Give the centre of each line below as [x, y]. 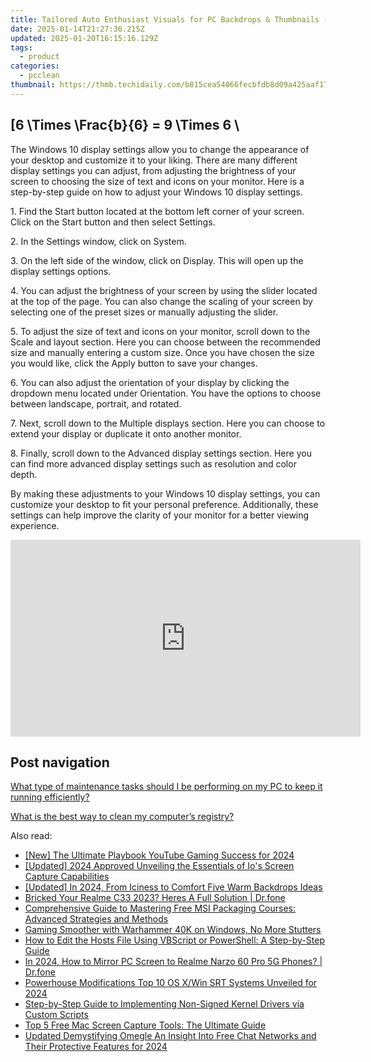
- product [39, 57]
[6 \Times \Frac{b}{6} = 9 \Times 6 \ [125, 125]
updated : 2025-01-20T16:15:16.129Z [84, 38]
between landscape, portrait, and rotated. [96, 403]
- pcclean [39, 76]
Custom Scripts [56, 1015]
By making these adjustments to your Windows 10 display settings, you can [165, 493]
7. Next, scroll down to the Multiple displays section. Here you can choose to [168, 423]
